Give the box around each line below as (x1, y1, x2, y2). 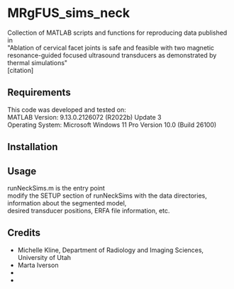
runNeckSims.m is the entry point (7, 183, 105, 192)
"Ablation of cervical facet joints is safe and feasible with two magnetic (7, 43, 215, 52)
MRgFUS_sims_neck (7, 5, 130, 21)
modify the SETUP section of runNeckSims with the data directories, (7, 191, 207, 200)
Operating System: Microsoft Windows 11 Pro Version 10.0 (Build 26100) (7, 120, 217, 129)
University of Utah (17, 253, 72, 261)
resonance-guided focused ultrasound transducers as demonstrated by (7, 51, 217, 59)
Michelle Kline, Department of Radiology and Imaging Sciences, (17, 246, 204, 254)
